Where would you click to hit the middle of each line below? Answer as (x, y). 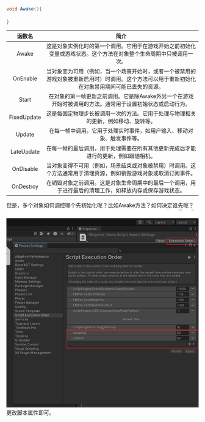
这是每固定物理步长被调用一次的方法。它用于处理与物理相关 (121, 113)
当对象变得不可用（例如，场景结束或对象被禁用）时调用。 (118, 165)
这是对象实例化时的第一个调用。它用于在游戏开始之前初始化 (121, 46)
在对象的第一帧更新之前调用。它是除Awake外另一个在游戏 (121, 96)
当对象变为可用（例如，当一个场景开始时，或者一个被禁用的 (121, 71)
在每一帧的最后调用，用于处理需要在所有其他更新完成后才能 (121, 148)
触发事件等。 (126, 138)
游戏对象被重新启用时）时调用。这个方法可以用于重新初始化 (121, 78)
